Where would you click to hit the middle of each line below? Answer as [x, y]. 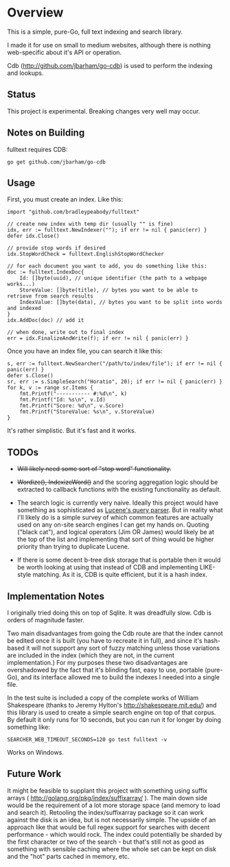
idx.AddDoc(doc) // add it [46, 320]
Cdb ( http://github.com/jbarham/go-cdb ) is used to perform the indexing [110, 65]
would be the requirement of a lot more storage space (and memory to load [114, 805]
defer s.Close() [30, 376]
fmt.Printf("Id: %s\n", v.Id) [63, 400]
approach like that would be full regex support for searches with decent [108, 827]
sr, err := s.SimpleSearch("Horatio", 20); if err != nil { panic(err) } [115, 382]
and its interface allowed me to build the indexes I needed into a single [120, 677]
